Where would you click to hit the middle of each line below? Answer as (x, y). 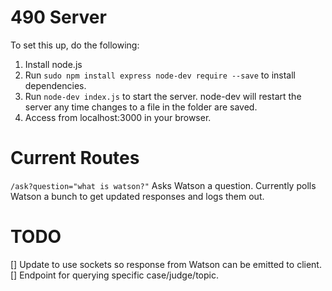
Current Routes (75, 158)
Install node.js (53, 64)
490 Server (58, 17)
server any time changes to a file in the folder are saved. (141, 107)
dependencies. (55, 85)
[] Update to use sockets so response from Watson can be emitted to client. (166, 264)
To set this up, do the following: (75, 45)
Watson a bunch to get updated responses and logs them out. (137, 196)
